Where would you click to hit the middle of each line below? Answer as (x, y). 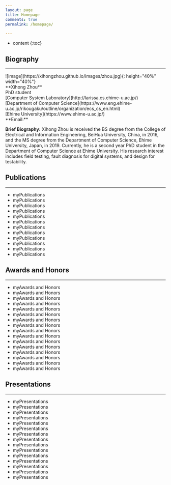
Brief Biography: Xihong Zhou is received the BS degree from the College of (85, 129)
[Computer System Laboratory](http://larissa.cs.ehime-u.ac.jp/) (72, 98)
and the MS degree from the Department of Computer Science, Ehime (79, 140)
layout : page (19, 10)
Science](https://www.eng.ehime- (96, 103)
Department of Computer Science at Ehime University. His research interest (84, 151)
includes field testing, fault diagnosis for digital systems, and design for (80, 156)
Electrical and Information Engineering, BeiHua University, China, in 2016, (82, 135)
